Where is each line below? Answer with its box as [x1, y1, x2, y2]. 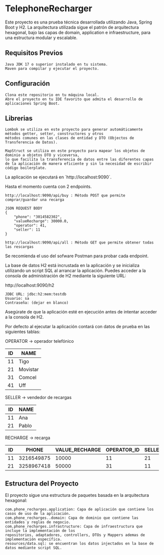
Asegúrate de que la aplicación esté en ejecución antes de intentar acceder [5, 309, 157, 315]
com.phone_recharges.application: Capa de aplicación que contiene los [5, 507, 154, 512]
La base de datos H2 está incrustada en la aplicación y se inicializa [5, 263, 140, 268]
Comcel [19, 374, 37, 381]
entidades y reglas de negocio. [5, 520, 71, 525]
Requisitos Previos [5, 49, 63, 57]
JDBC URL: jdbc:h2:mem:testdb [5, 292, 67, 297]
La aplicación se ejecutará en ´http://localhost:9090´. [5, 174, 112, 180]
